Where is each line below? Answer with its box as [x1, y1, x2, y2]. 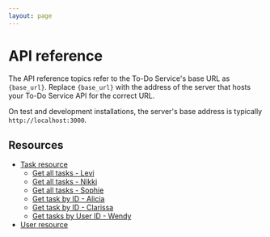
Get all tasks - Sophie [32, 185, 104, 195]
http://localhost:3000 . [8, 115, 87, 125]
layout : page [8, 11, 53, 20]
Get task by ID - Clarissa [32, 203, 114, 213]
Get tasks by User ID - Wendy [32, 211, 132, 221]
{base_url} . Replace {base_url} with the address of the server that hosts [8, 82, 251, 91]
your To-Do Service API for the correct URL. [8, 91, 155, 100]
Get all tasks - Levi [32, 168, 95, 178]
